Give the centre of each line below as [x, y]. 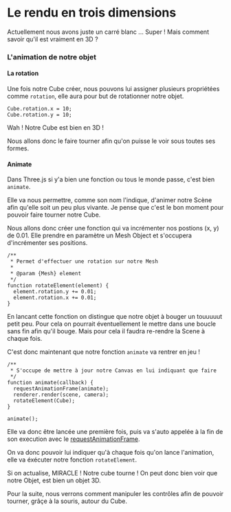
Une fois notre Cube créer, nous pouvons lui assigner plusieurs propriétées [113, 89]
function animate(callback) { [51, 383]
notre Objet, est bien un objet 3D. [54, 480]
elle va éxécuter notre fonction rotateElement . [72, 460]
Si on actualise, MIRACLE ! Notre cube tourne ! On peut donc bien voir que [112, 473]
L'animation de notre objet [52, 57]
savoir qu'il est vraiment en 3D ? [53, 39]
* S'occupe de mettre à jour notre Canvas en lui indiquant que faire [113, 371]
